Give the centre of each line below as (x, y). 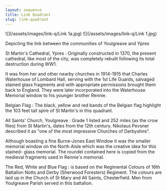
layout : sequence (24, 10)
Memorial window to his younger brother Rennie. (56, 95)
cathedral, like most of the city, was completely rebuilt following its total (80, 59)
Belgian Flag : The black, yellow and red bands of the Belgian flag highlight (83, 105)
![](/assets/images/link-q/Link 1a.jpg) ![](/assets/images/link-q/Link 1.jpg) (81, 34)
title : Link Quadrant (28, 15)
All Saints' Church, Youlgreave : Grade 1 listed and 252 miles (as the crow (82, 121)
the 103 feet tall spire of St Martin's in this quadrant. (59, 111)
